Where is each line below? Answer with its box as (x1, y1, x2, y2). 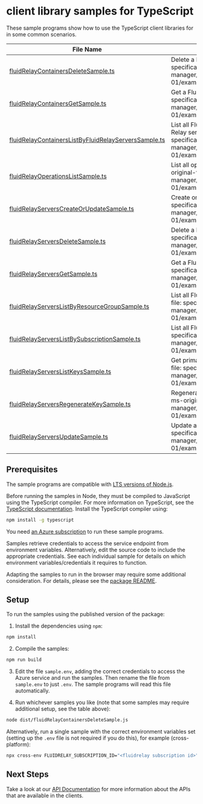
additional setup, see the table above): (14, 705, 111, 713)
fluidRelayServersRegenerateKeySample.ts (9, 400, 131, 408)
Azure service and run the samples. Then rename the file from (14, 674, 170, 682)
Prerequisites (6, 465, 58, 475)
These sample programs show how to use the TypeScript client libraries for (6, 24, 193, 32)
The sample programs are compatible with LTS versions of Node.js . (6, 480, 174, 488)
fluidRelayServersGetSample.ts (9, 270, 98, 278)
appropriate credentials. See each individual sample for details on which (6, 553, 186, 560)
